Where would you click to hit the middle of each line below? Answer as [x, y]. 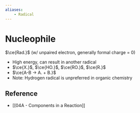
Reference [21, 93]
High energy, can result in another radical [54, 62]
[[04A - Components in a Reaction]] [49, 106]
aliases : [14, 10]
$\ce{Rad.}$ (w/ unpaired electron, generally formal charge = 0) [70, 53]
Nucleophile [30, 39]
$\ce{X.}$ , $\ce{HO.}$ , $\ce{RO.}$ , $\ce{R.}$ [59, 67]
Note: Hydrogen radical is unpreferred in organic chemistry [72, 78]
